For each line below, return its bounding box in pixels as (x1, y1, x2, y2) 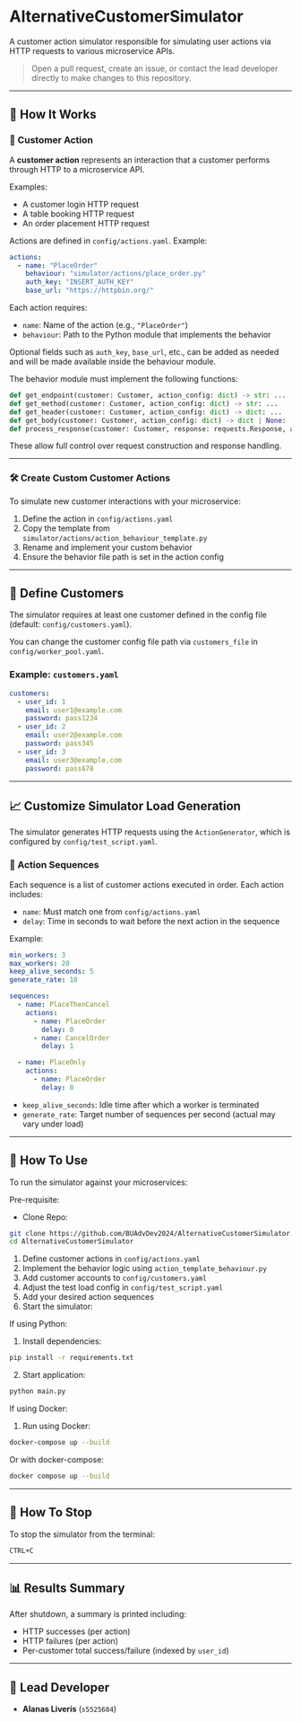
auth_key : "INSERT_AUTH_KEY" (25, 278, 134, 287)
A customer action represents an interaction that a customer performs (9, 155, 271, 165)
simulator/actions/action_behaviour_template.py (21, 534, 208, 543)
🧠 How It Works (9, 107, 97, 122)
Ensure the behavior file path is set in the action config (21, 551, 224, 562)
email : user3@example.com (25, 755, 123, 764)
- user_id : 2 (17, 722, 66, 731)
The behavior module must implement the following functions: (9, 374, 238, 384)
